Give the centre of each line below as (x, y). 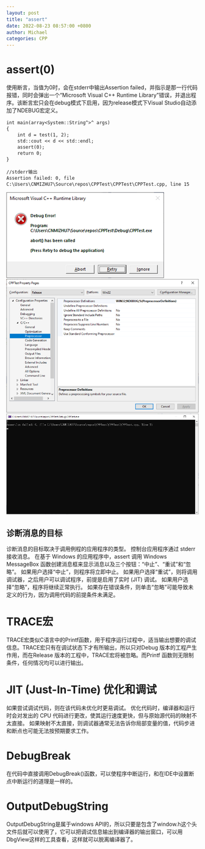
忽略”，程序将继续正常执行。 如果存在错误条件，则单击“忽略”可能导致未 (104, 587)
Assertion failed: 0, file (41, 178)
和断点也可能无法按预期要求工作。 (49, 731)
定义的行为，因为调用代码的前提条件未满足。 (63, 595)
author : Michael (27, 32)
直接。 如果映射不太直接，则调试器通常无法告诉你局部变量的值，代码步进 (103, 723)
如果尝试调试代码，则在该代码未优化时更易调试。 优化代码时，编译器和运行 (101, 708)
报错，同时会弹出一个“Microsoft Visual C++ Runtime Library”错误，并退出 (99, 95)
